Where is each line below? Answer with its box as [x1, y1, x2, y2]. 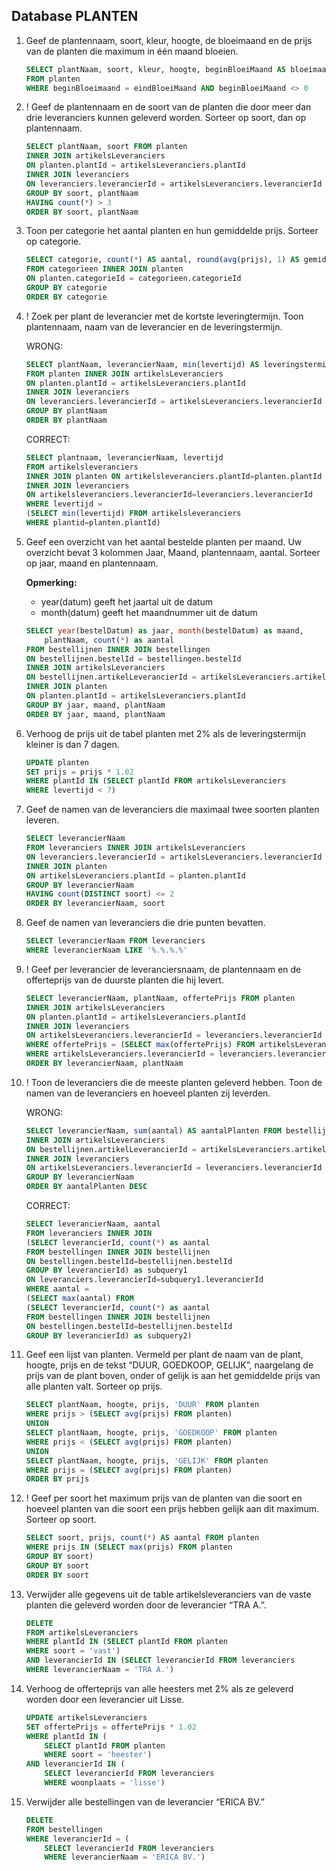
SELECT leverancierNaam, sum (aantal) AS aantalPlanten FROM [25, 1125, 282, 1136]
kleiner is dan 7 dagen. [25, 738, 120, 750]
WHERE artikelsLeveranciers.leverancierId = [25, 1049, 215, 1059]
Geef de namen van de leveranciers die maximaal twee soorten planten [25, 804, 320, 816]
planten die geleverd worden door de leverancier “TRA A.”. [25, 1599, 267, 1611]
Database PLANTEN [11, 8, 139, 25]
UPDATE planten [25, 757, 90, 768]
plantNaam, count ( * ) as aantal [44, 635, 175, 645]
